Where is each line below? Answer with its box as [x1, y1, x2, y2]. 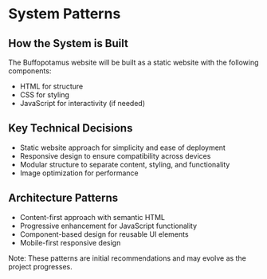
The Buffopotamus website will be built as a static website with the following [8, 57, 259, 67]
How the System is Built [8, 37, 129, 50]
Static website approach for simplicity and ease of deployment [19, 143, 226, 152]
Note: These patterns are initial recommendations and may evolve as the [8, 253, 247, 263]
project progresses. [8, 261, 73, 271]
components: [8, 66, 52, 76]
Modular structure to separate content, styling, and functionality [19, 159, 230, 169]
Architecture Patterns [8, 191, 119, 205]
